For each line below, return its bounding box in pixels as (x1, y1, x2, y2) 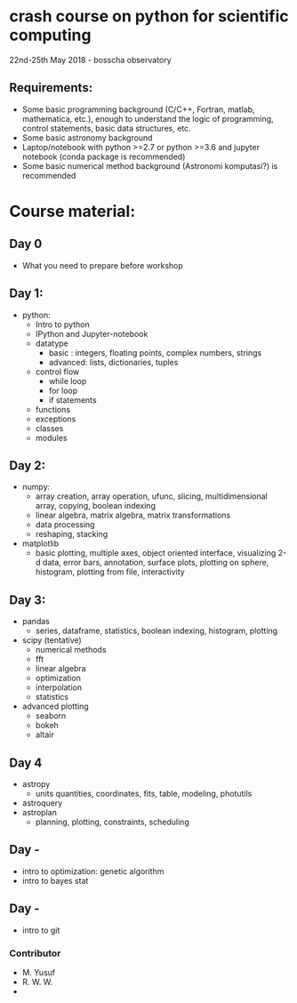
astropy (21, 779, 51, 789)
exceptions (35, 413, 76, 424)
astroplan (21, 807, 58, 817)
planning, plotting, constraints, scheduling (35, 816, 189, 827)
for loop (48, 385, 78, 396)
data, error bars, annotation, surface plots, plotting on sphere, (43, 558, 269, 568)
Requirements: (9, 80, 93, 95)
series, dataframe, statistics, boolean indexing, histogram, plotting (35, 625, 278, 637)
